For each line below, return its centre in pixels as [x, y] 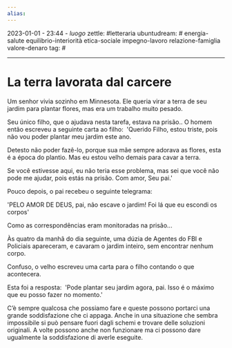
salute [16, 40]
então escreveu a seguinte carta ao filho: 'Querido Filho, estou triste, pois [113, 129]
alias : [17, 13]
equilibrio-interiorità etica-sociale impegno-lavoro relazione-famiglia [123, 40]
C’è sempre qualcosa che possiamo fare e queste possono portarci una [109, 308]
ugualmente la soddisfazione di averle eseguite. [75, 337]
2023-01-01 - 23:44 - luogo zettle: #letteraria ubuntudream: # [95, 33]
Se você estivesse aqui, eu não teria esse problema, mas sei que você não [113, 170]
